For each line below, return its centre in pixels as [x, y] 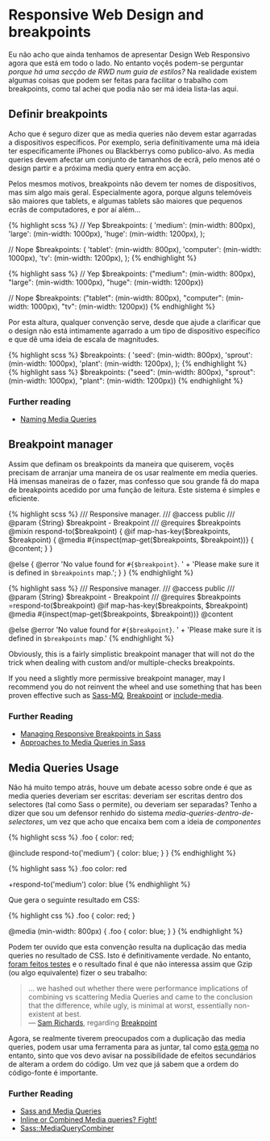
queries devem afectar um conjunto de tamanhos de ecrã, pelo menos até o [134, 159]
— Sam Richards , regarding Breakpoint [93, 1022]
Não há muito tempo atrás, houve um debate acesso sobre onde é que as [130, 787]
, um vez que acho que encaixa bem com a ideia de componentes [152, 821]
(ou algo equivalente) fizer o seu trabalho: [78, 972]
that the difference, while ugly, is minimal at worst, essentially [130, 1005]
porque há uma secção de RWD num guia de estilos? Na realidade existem [133, 71]
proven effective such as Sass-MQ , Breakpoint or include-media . [116, 695]
